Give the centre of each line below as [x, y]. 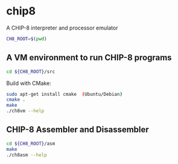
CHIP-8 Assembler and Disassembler [78, 130]
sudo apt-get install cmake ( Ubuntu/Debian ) [64, 94]
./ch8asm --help [27, 155]
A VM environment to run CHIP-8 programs [89, 58]
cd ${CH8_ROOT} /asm [31, 143]
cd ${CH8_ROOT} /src [31, 71]
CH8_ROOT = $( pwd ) [27, 39]
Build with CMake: [29, 83]
